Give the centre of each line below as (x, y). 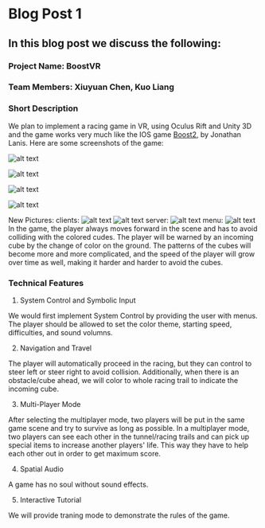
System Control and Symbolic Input (78, 300)
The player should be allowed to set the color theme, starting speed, (120, 324)
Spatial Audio (41, 469)
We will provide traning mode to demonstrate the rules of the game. (119, 515)
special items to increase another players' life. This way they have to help (129, 445)
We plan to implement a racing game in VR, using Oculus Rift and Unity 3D (130, 126)
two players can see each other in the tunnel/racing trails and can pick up (129, 437)
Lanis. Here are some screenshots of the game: (86, 143)
